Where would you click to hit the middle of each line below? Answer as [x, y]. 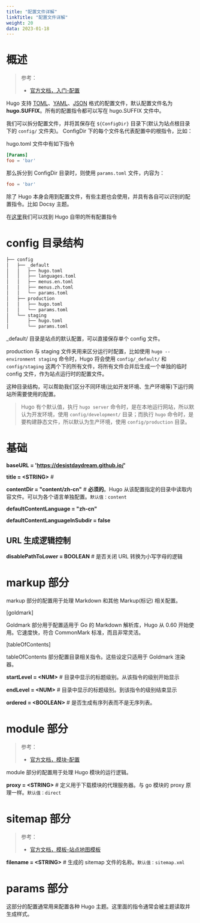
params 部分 [37, 889]
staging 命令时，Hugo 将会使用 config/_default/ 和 [102, 359]
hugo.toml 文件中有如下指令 [40, 144]
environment [21, 360]
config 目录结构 [45, 243]
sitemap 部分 [39, 819]
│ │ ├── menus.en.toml [40, 282]
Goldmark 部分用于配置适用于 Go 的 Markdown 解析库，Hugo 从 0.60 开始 [98, 625]
